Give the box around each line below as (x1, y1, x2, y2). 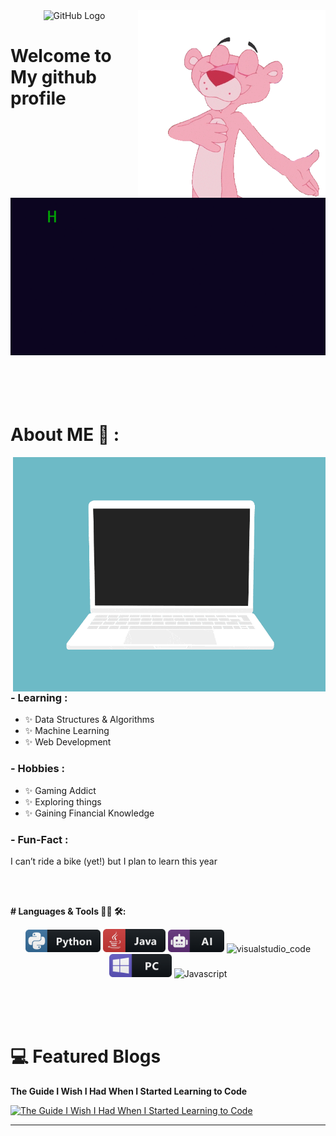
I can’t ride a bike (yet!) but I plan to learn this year (10, 855, 218, 867)
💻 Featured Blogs (10, 1045, 162, 1068)
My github (10, 66, 97, 89)
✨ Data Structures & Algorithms (24, 714, 155, 726)
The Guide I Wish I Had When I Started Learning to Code (10, 1085, 248, 1097)
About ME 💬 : (10, 424, 120, 446)
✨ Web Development (24, 736, 112, 748)
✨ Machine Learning (24, 725, 110, 737)
